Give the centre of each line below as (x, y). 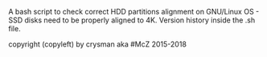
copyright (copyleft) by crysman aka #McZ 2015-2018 (98, 44)
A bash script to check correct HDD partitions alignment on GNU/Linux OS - (134, 12)
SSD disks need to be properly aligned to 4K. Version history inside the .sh (132, 20)
